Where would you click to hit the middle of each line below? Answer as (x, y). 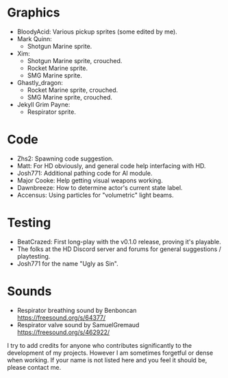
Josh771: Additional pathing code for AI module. (85, 173)
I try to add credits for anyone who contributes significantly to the (100, 345)
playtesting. (34, 256)
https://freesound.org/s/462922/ (63, 332)
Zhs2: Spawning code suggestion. (65, 158)
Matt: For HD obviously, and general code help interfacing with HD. (111, 165)
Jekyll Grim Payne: (43, 104)
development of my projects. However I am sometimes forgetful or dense (110, 353)
